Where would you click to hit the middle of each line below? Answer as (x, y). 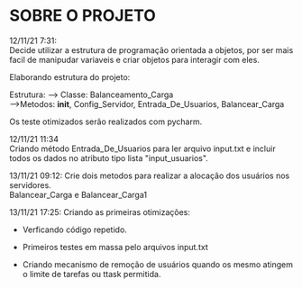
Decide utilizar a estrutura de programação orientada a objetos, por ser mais (151, 49)
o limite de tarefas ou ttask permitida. (92, 274)
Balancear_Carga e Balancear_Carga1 (78, 194)
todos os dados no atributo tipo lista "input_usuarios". (109, 157)
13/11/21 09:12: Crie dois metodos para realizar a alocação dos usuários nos (150, 175)
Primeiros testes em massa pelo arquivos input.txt (115, 247)
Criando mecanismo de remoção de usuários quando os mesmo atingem (157, 264)
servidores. (30, 184)
